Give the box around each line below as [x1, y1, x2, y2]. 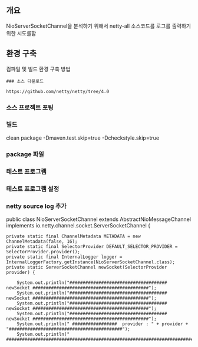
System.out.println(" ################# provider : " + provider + [16, 320, 189, 327]
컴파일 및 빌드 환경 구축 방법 [6, 65, 71, 72]
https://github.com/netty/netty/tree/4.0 [6, 88, 110, 94]
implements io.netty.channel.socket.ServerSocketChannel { [6, 222, 150, 229]
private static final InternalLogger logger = [6, 254, 123, 260]
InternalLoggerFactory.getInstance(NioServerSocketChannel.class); [6, 259, 176, 265]
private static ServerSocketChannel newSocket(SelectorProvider [6, 264, 167, 270]
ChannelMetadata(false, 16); [6, 238, 78, 244]
